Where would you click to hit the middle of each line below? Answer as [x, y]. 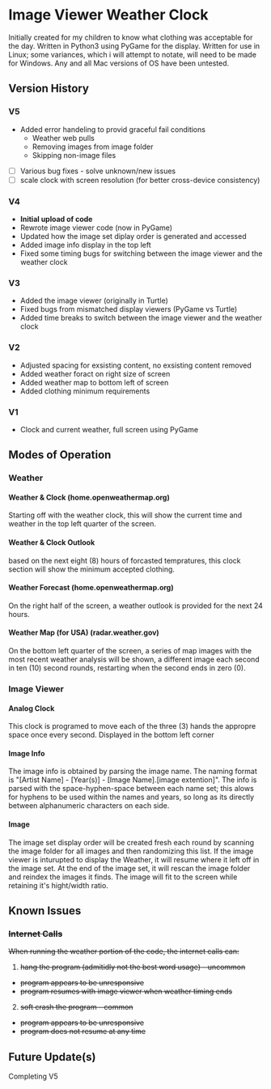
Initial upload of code [56, 219]
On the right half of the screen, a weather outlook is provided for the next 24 [135, 606]
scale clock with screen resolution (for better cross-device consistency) [140, 180]
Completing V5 [33, 1076]
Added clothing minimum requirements [85, 391]
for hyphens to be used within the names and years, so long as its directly [131, 797]
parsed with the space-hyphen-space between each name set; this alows [131, 789]
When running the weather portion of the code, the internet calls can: [124, 951]
